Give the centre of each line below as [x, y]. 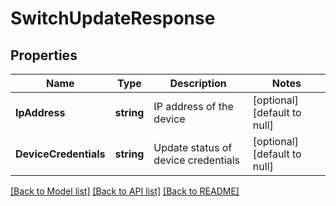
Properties [44, 55]
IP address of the [193, 106]
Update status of [193, 147]
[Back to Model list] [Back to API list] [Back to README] [125, 191]
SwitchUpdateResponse [113, 18]
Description [198, 83]
